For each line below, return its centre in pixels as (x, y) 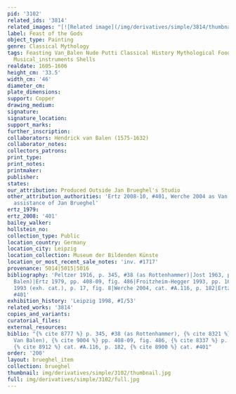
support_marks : (29, 125)
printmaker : (25, 170)
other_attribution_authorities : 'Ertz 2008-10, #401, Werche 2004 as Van (118, 197)
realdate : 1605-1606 (38, 66)
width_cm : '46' (29, 79)
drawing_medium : (31, 105)
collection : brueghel (39, 367)
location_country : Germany (47, 242)
